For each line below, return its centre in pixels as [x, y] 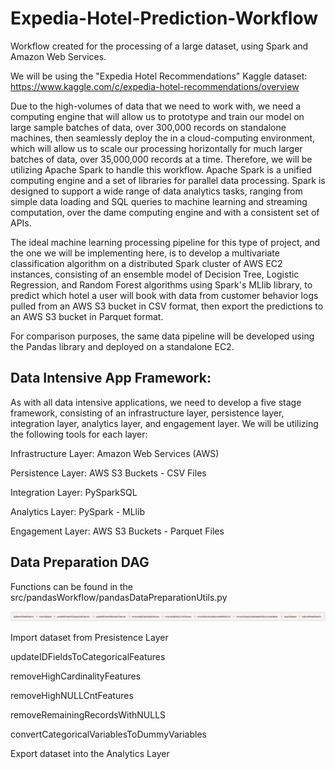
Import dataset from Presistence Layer [89, 638]
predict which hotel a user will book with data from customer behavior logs [164, 295]
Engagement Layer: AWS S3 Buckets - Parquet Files [117, 531]
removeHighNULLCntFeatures [72, 696]
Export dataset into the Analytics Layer [90, 754]
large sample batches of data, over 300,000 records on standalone [148, 127]
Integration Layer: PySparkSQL [74, 492]
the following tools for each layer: [79, 434]
